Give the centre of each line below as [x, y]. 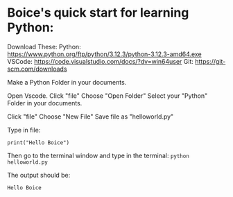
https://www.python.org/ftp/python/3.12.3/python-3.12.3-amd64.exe [105, 54]
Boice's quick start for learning [98, 13]
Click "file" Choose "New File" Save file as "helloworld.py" [90, 117]
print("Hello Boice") [38, 143]
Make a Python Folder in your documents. [67, 82]
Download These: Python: [44, 46]
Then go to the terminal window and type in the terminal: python [98, 155]
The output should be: [39, 175]
